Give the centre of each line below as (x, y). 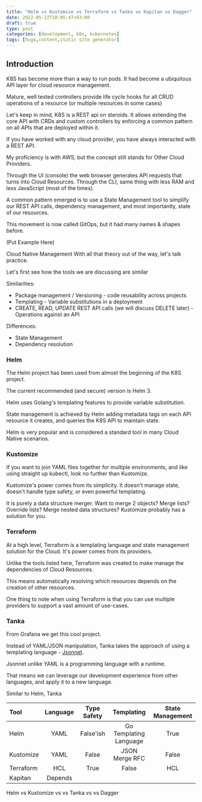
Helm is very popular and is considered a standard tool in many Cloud (93, 432)
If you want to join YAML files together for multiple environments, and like (97, 467)
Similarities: (20, 283)
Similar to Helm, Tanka (34, 693)
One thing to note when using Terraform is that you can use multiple (91, 599)
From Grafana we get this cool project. (54, 634)
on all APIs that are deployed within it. (53, 128)
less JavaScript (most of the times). (50, 188)
